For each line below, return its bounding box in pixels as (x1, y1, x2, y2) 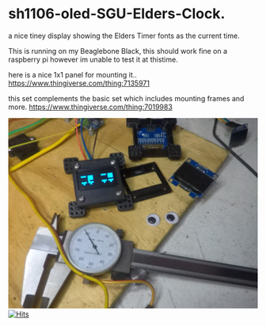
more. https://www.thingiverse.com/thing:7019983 (8, 102, 173, 112)
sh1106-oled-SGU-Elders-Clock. (8, 5, 226, 23)
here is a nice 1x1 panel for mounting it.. (8, 70, 137, 79)
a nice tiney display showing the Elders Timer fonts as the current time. (8, 31, 240, 40)
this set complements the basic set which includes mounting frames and (8, 93, 245, 103)
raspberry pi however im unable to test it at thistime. (8, 55, 178, 64)
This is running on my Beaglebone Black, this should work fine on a (8, 46, 228, 55)
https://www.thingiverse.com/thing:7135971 (8, 78, 150, 88)
